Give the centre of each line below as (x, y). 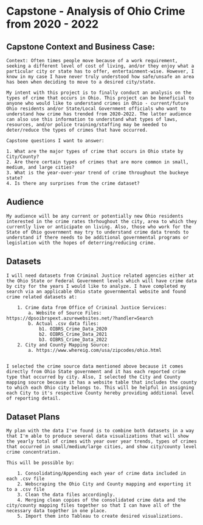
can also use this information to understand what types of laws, (92, 120)
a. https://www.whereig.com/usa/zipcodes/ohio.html (95, 350)
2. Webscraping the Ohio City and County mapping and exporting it (104, 484)
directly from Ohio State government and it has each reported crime (96, 371)
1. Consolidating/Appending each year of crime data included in (102, 474)
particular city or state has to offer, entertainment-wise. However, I (100, 71)
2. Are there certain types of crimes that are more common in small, (98, 162)
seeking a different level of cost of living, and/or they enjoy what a (100, 66)
